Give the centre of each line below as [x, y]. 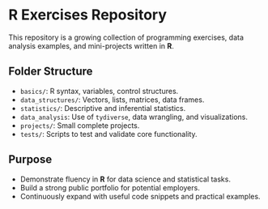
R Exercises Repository [88, 15]
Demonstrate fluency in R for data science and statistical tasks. [125, 179]
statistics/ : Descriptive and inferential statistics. [103, 108]
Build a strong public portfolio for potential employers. [110, 187]
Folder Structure [51, 72]
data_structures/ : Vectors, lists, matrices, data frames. [112, 100]
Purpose [30, 160]
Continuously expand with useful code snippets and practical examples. [140, 196]
